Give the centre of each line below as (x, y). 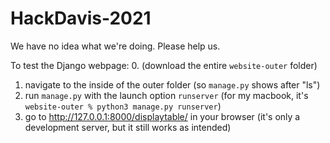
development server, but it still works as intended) (128, 127)
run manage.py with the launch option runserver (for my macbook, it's (166, 95)
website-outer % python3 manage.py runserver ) (123, 106)
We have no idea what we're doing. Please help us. (115, 46)
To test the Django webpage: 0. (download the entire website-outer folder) (164, 65)
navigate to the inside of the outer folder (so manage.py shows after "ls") (172, 84)
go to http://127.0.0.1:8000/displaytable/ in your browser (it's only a (162, 116)
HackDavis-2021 (81, 18)
